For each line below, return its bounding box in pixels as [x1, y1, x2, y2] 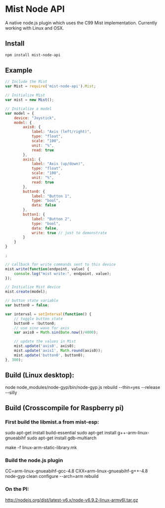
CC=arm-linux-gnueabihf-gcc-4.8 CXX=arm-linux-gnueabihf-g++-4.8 [5, 468, 148, 474]
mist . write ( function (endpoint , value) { [5, 266, 90, 271]
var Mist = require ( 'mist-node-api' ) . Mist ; [5, 84, 96, 89]
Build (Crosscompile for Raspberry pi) [5, 404, 124, 412]
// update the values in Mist [14, 339, 77, 344]
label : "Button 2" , [31, 216, 72, 221]
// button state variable [5, 298, 58, 303]
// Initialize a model [5, 106, 52, 111]
